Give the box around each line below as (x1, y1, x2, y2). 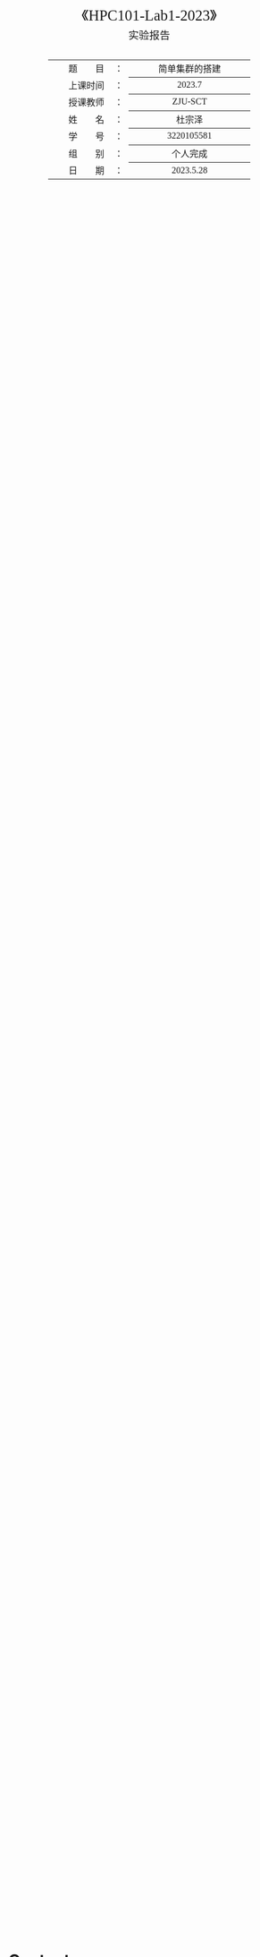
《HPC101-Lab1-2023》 (80, 6, 218, 24)
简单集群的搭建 (158, 64, 222, 74)
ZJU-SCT (172, 96, 207, 107)
